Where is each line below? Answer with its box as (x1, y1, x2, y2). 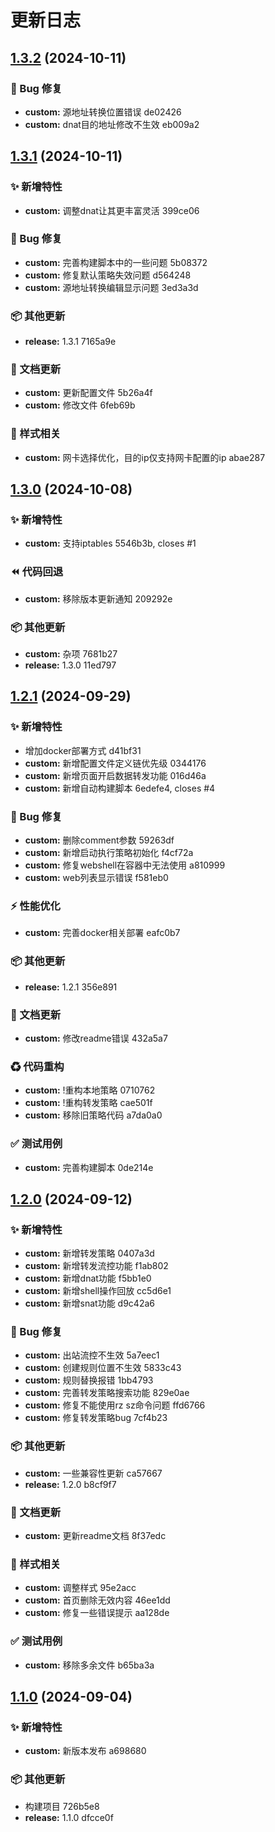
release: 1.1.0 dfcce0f (24, 1811, 114, 1823)
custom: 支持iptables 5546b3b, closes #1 (24, 537, 197, 550)
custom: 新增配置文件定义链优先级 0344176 (24, 757, 207, 769)
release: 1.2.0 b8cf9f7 (24, 1478, 117, 1490)
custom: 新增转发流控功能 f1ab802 (24, 1260, 169, 1272)
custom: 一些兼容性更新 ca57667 (24, 1467, 163, 1479)
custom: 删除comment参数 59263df (24, 834, 175, 846)
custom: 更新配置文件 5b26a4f (24, 387, 153, 399)
